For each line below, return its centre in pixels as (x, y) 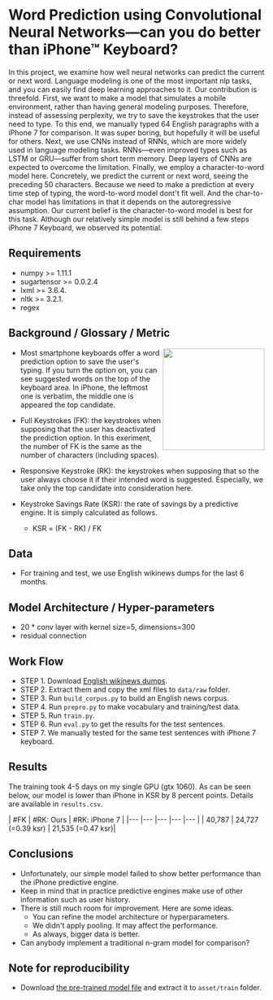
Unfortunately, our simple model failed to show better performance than (141, 873)
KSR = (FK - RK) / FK (67, 528)
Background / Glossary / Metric (89, 333)
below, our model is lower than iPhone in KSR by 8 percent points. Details (131, 795)
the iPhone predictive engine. (69, 882)
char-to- (249, 193)
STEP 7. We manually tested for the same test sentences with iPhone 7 (138, 733)
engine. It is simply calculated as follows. (89, 512)
